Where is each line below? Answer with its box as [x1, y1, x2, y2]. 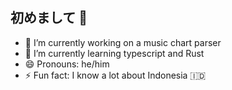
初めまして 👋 [10, 9, 88, 27]
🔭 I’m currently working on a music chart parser [24, 36, 222, 48]
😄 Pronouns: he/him [24, 58, 110, 70]
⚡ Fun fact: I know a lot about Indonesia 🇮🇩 [24, 69, 207, 81]
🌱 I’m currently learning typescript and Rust [24, 47, 205, 59]
